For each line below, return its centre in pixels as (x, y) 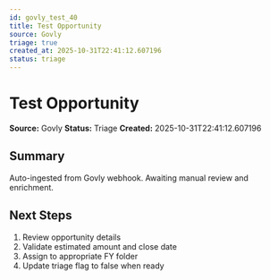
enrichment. (31, 187)
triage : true (34, 42)
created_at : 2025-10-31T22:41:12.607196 (86, 51)
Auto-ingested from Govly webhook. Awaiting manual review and (129, 178)
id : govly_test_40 (43, 17)
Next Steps (41, 216)
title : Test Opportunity (55, 26)
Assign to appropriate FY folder (80, 256)
